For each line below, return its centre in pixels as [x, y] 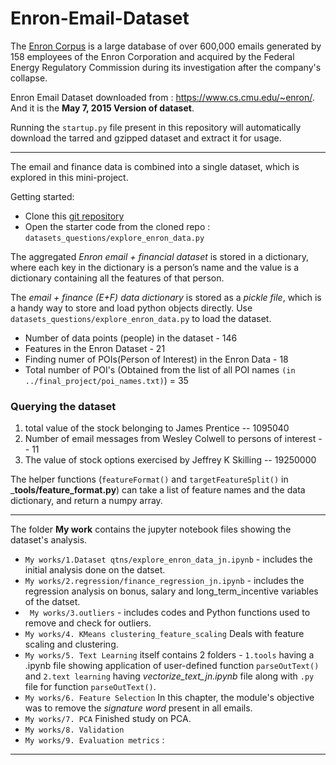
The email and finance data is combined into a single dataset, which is [155, 166]
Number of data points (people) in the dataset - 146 [131, 338]
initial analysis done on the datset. [95, 570]
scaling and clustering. [71, 644]
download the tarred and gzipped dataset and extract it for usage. [146, 138]
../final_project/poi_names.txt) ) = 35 [106, 380]
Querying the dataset [63, 406]
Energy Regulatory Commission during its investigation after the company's [166, 67]
